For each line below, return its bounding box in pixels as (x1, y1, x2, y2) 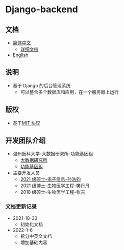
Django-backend (5, 4, 78, 15)
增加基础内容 (20, 239, 47, 245)
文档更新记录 (5, 203, 37, 210)
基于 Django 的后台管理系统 (12, 82, 71, 88)
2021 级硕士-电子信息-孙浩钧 (20, 176, 81, 183)
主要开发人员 (12, 170, 40, 176)
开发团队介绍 (5, 137, 46, 145)
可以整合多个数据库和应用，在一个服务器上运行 (20, 88, 119, 95)
